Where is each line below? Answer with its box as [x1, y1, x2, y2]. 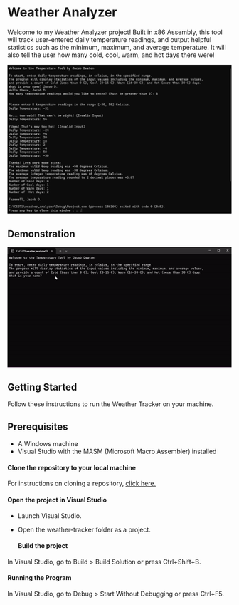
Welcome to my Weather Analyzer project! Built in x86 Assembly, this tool [7, 28, 223, 36]
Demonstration [7, 227, 76, 239]
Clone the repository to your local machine [7, 463, 137, 472]
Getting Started [7, 381, 78, 393]
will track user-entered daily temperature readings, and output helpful [7, 35, 212, 43]
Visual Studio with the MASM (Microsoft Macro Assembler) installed [17, 447, 217, 456]
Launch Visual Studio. [17, 511, 82, 520]
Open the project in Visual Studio [7, 495, 107, 504]
